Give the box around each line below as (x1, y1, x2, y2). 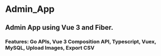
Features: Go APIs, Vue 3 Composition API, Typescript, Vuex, (5, 38, 157, 45)
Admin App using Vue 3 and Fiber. (5, 23, 114, 32)
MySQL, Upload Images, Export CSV (5, 44, 95, 51)
